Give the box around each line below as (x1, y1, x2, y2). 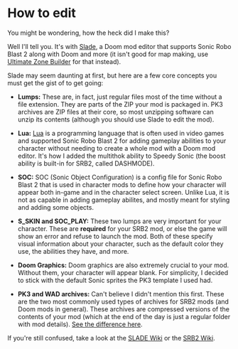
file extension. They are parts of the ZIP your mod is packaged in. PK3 (17, 100, 224, 108)
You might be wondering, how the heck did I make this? (7, 28, 170, 37)
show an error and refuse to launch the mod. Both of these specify (17, 232, 213, 240)
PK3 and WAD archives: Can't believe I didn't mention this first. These (17, 289, 225, 298)
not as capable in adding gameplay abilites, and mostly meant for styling (17, 195, 230, 204)
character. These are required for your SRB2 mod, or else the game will (17, 224, 227, 232)
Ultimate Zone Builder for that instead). (7, 57, 121, 65)
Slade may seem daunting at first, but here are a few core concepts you (7, 71, 217, 80)
